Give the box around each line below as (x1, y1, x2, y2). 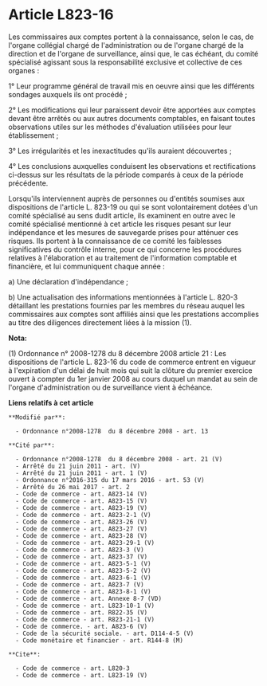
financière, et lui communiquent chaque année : (8, 261, 165, 271)
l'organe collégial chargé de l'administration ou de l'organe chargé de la (8, 40, 245, 49)
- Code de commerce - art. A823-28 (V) (15, 531, 148, 539)
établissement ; (8, 130, 59, 140)
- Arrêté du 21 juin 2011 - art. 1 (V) (15, 468, 148, 477)
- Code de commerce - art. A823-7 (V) (15, 580, 145, 589)
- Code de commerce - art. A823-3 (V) (15, 546, 145, 554)
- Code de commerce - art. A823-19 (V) (15, 504, 148, 512)
